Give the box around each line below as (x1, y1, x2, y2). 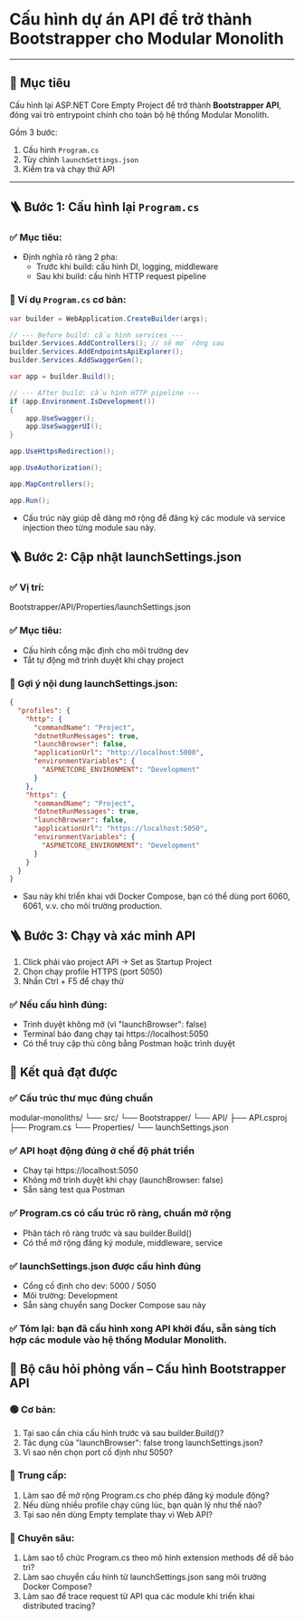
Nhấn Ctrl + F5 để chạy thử (22, 976, 124, 987)
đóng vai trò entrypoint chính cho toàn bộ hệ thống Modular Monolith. (9, 109, 270, 120)
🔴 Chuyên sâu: (9, 1531, 75, 1544)
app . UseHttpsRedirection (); (9, 447, 116, 457)
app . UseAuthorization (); (9, 463, 103, 473)
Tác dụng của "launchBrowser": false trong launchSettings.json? (22, 1437, 264, 1448)
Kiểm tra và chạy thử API (22, 163, 115, 174)
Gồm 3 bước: (9, 127, 58, 138)
